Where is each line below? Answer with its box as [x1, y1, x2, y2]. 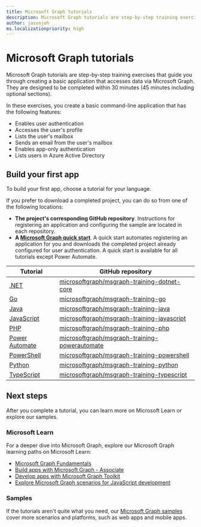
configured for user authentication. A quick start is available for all [14, 247, 178, 254]
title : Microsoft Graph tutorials [6, 8, 93, 15]
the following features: [6, 109, 62, 116]
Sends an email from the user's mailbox [14, 139, 112, 146]
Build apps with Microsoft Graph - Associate [14, 466, 124, 474]
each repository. [14, 227, 56, 235]
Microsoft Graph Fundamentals [14, 460, 92, 467]
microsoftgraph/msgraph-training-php [59, 324, 170, 332]
